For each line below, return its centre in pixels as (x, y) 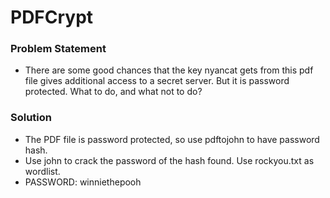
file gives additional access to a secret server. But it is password (157, 81)
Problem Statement (58, 49)
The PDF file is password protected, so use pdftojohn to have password (172, 139)
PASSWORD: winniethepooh (83, 182)
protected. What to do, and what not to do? (113, 92)
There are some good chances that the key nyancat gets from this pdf (169, 70)
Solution (31, 118)
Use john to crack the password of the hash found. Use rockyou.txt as (169, 160)
